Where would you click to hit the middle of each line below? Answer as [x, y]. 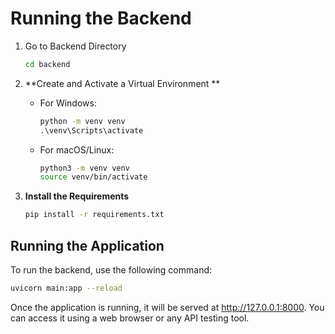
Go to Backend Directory [75, 46]
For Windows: [68, 103]
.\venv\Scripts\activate [91, 130]
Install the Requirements [77, 196]
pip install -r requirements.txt [94, 215]
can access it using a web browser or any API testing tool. [130, 318]
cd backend [47, 64]
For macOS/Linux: [77, 149]
